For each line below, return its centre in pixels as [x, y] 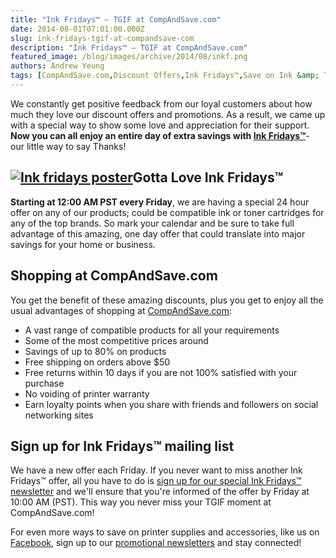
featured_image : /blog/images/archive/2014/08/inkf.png [129, 57]
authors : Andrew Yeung [57, 66]
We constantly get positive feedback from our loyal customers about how [161, 103]
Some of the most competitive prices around [116, 340]
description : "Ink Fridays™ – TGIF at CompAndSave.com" [129, 47]
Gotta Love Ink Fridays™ [208, 177]
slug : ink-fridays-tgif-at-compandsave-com [102, 38]
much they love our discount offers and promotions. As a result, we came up [168, 114]
